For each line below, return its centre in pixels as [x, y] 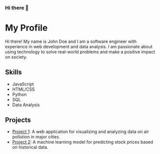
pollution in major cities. [36, 137]
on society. [16, 57]
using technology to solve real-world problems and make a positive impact [80, 52]
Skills [13, 72]
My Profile [26, 28]
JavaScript [23, 84]
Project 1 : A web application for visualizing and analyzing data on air [80, 132]
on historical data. [30, 147]
